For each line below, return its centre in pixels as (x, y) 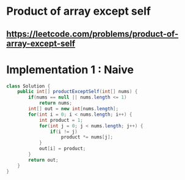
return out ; (44, 160)
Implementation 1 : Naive (70, 69)
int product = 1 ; (61, 120)
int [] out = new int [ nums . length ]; (74, 109)
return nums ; (55, 103)
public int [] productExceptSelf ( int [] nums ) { (78, 92)
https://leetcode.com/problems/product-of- (92, 34)
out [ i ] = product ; (62, 149)
